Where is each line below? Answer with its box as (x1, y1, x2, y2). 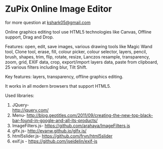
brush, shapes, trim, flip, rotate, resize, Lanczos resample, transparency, (5, 54, 150, 59)
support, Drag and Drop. (5, 34, 54, 40)
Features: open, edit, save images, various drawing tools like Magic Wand (5, 43, 152, 49)
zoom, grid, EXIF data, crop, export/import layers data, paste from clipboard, (5, 59, 159, 65)
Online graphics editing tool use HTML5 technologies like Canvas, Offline (5, 29, 152, 35)
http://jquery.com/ (12, 107, 49, 113)
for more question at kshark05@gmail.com (5, 19, 91, 25)
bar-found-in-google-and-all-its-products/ (12, 117, 98, 123)
